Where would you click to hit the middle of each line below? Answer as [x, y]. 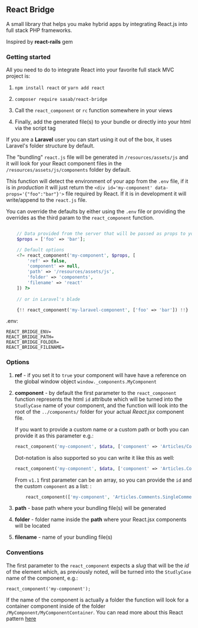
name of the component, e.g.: [42, 578]
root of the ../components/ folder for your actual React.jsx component [99, 411]
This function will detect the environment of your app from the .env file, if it [97, 181]
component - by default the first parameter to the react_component [95, 392]
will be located [32, 526]
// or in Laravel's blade [49, 299]
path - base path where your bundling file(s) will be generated [90, 508]
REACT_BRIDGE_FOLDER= [33, 342]
